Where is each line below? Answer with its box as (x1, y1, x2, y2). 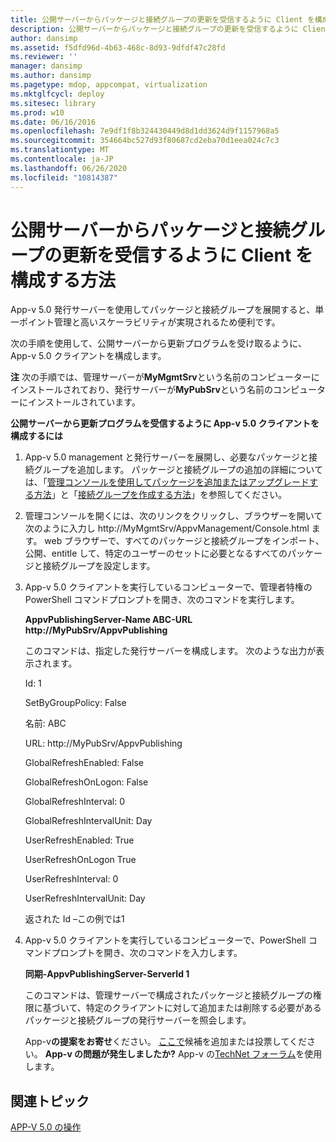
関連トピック (10, 1092, 90, 1110)
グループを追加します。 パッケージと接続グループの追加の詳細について (33, 464, 323, 476)
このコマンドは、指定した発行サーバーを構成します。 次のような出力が (24, 645, 317, 657)
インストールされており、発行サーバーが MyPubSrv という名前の (10, 384, 273, 396)
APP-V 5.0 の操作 (10, 1121, 82, 1133)
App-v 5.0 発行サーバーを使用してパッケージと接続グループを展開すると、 (10, 304, 316, 316)
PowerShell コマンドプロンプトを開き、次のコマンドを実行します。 (24, 594, 300, 606)
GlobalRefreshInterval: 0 (24, 796, 125, 808)
